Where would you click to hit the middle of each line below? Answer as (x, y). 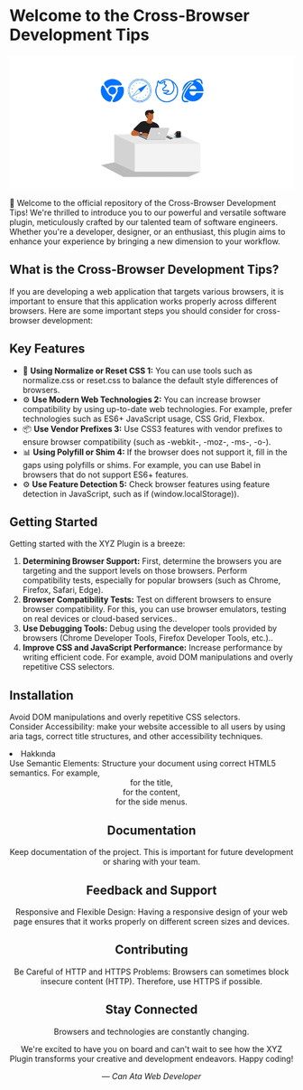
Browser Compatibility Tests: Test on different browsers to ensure (147, 600)
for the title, (151, 783)
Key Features (47, 349)
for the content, (151, 793)
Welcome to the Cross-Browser (129, 16)
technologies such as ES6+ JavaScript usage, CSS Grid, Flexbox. (143, 418)
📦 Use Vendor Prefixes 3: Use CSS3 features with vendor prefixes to (152, 428)
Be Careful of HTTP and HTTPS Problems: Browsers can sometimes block (151, 972)
